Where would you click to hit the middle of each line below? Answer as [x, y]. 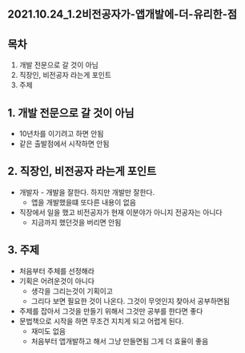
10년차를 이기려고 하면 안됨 [61, 134]
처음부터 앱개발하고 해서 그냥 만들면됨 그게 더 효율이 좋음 [120, 341]
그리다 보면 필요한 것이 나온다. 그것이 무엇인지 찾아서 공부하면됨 [130, 301]
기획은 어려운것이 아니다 [57, 281]
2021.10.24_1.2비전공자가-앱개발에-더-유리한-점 [122, 14]
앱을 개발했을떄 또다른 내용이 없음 [84, 202]
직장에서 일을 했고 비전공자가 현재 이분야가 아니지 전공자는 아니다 [120, 212]
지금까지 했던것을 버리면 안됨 [76, 222]
